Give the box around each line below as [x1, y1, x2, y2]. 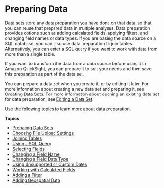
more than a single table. [5, 51, 55, 57]
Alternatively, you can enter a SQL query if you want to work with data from [5, 46, 158, 52]
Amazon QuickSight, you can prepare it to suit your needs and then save [5, 65, 152, 72]
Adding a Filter [12, 172, 42, 178]
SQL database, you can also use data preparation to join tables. [5, 40, 134, 46]
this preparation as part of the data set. [5, 71, 84, 77]
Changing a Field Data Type [12, 156, 69, 162]
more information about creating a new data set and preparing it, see [5, 86, 144, 92]
